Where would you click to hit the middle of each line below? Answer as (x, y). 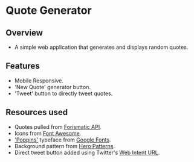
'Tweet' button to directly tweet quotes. (63, 93)
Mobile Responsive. (39, 80)
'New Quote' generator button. (53, 87)
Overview (24, 33)
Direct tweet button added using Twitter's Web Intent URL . (87, 152)
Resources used (37, 112)
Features (23, 66)
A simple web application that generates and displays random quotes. (101, 47)
